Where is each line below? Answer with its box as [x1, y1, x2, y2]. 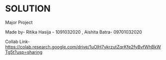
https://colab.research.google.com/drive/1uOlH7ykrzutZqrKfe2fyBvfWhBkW [5, 44, 162, 50]
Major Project [5, 19, 33, 25]
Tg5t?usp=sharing [5, 49, 43, 55]
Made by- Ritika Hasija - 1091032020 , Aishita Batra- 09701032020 [5, 29, 143, 35]
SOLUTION [5, 3, 51, 14]
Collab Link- [5, 38, 30, 45]
